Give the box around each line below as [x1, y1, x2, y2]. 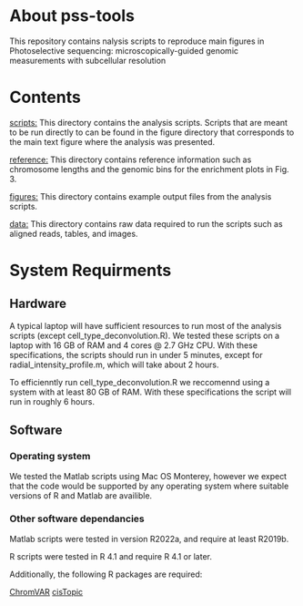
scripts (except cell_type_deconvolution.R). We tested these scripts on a [9, 330, 280, 341]
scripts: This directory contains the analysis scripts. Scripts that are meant [9, 117, 288, 128]
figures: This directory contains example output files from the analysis [9, 190, 272, 201]
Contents [9, 87, 82, 108]
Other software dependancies [9, 512, 145, 525]
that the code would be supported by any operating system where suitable [9, 480, 289, 491]
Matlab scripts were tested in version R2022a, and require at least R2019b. [9, 533, 289, 544]
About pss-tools [9, 5, 135, 26]
